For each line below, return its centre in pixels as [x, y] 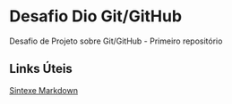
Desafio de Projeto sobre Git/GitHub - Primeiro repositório [116, 41]
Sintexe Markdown [44, 90]
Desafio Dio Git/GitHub [95, 16]
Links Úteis [41, 69]
